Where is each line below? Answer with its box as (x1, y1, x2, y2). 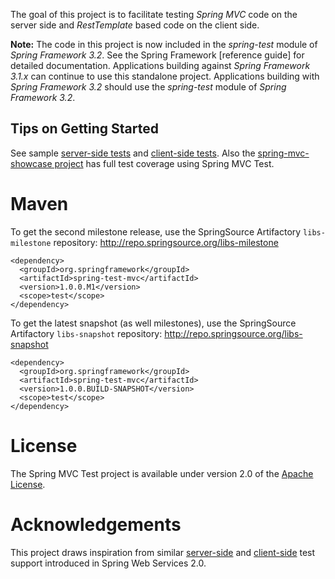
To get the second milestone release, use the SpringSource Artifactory (10, 225, 302, 238)
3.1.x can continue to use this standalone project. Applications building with (10, 70, 320, 82)
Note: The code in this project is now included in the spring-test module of (10, 39, 318, 50)
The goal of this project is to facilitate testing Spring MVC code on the (10, 9, 298, 20)
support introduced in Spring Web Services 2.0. (10, 557, 207, 569)
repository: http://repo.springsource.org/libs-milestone (53, 236, 279, 248)
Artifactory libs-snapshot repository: (10, 327, 163, 339)
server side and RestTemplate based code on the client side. (10, 19, 260, 31)
